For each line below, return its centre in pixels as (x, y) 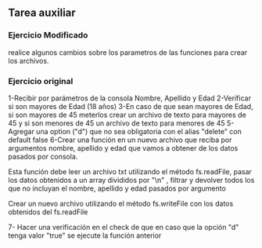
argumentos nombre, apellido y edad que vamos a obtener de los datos (123, 148)
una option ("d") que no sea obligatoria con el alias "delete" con (139, 131)
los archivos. (29, 60)
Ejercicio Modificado (48, 35)
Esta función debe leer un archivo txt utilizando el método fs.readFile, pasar (130, 171)
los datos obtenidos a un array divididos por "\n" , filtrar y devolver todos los (131, 180)
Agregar (22, 131)
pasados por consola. (43, 156)
